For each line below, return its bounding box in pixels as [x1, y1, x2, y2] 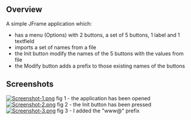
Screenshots [6, 79, 54, 89]
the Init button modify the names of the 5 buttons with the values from [14, 50, 184, 57]
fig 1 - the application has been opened [56, 94, 151, 101]
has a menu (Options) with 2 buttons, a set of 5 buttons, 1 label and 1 [14, 31, 180, 38]
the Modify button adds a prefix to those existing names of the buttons [14, 62, 186, 69]
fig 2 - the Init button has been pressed [56, 101, 152, 108]
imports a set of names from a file [14, 44, 97, 51]
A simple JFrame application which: [6, 20, 92, 27]
